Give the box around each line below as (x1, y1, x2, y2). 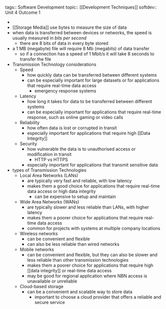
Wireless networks (19, 231, 58, 236)
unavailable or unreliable (27, 278, 78, 284)
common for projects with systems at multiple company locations (27, 225, 161, 231)
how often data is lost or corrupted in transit (27, 125, 117, 131)
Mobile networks (19, 246, 55, 252)
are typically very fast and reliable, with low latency (27, 178, 132, 184)
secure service (34, 300, 65, 305)
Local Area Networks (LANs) (19, 173, 78, 178)
